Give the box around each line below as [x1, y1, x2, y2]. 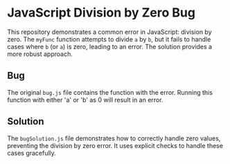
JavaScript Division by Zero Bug [7, 5, 196, 21]
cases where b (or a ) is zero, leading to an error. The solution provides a [7, 42, 213, 51]
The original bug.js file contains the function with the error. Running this [7, 88, 213, 96]
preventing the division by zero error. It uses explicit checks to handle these [7, 141, 224, 149]
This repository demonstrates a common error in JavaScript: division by [7, 28, 213, 36]
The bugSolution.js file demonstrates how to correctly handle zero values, [7, 134, 221, 143]
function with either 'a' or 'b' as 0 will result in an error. [7, 95, 163, 104]
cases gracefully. [7, 149, 57, 157]
